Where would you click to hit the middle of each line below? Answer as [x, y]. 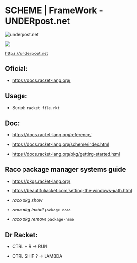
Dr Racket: [21, 235]
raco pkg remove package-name [43, 219]
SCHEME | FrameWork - [54, 11]
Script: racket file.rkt [36, 107]
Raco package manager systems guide [66, 169]
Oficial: [16, 69]
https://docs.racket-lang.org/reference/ [52, 135]
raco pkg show [27, 200]
